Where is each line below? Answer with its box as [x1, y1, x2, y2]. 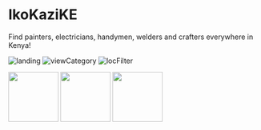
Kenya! [8, 40, 31, 49]
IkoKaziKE [8, 6, 78, 24]
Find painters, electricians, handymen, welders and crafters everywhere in [8, 32, 254, 41]
